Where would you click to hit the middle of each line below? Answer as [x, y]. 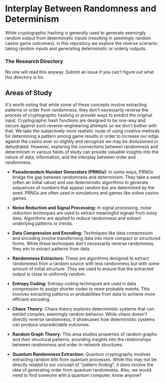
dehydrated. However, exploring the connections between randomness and [82, 147]
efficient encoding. [31, 300]
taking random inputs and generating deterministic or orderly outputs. [76, 48]
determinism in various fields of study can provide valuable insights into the [82, 152]
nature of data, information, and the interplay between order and [70, 157]
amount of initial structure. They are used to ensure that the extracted [83, 269]
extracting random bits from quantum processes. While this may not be [84, 360]
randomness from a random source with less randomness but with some [86, 264]
